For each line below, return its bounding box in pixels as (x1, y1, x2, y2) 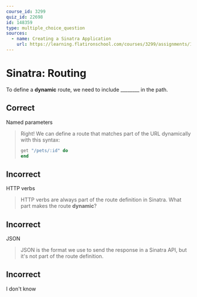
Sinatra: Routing (6, 67, 87, 80)
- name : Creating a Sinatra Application (11, 36, 111, 42)
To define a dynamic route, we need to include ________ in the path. (6, 86, 168, 93)
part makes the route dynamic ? (20, 203, 97, 210)
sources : (6, 31, 28, 36)
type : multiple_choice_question (6, 25, 85, 31)
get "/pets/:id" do (20, 147, 69, 153)
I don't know (6, 285, 36, 292)
